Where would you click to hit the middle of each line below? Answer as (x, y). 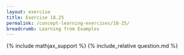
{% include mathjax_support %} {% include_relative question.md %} (92, 46)
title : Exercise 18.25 (35, 18)
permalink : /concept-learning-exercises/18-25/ (68, 23)
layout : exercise (28, 12)
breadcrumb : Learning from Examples (53, 29)
